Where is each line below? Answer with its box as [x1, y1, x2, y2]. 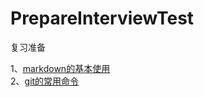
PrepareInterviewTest [10, 7, 195, 30]
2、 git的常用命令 [10, 75, 80, 87]
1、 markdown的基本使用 [10, 62, 111, 74]
